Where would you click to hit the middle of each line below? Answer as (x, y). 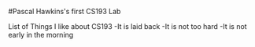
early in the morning (41, 35)
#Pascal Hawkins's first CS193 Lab (65, 11)
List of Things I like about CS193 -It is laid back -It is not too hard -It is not (128, 26)
